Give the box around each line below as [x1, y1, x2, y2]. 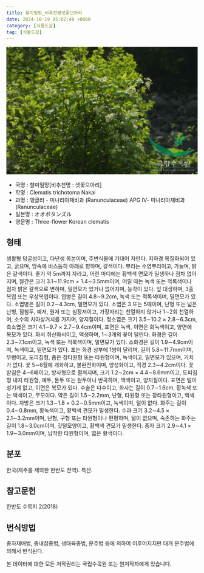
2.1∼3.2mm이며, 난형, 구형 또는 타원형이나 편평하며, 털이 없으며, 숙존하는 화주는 [6, 414, 196, 422]
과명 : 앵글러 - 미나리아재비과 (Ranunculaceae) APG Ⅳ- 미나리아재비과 [15, 196, 185, 204]
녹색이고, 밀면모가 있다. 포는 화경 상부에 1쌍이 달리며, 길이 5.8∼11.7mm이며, [14, 346, 194, 353]
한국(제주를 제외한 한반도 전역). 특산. [6, 466, 93, 473]
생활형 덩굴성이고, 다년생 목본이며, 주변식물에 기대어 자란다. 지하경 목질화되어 [6, 255, 189, 262]
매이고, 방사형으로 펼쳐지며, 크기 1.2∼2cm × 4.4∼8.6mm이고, [33, 368, 182, 376]
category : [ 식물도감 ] [6, 22, 56, 29]
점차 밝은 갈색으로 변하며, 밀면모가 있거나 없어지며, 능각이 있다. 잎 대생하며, [6, 285, 184, 292]
